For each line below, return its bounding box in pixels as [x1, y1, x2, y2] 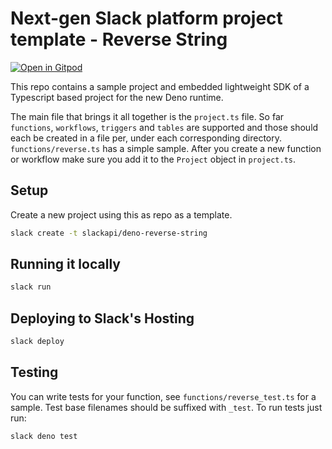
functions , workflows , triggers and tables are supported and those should [10, 121, 319, 133]
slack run [10, 282, 52, 292]
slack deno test [10, 431, 78, 441]
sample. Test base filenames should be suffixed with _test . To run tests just [10, 401, 323, 413]
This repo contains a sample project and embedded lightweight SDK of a [10, 80, 310, 92]
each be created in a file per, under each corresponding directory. [10, 132, 283, 144]
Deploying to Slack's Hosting [10, 310, 195, 327]
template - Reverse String [10, 28, 228, 51]
